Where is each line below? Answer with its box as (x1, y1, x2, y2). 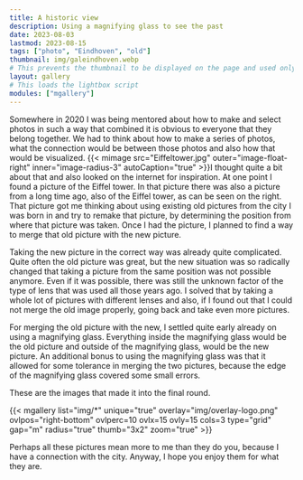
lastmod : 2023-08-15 (9, 38, 87, 48)
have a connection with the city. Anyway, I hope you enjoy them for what (9, 451, 280, 462)
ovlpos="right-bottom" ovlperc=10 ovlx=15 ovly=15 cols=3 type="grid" (9, 414, 272, 425)
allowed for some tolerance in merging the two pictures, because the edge (9, 360, 287, 371)
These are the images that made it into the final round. (9, 387, 211, 398)
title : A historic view (9, 13, 99, 23)
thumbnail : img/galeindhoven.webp (9, 55, 140, 64)
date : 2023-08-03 (9, 30, 75, 39)
